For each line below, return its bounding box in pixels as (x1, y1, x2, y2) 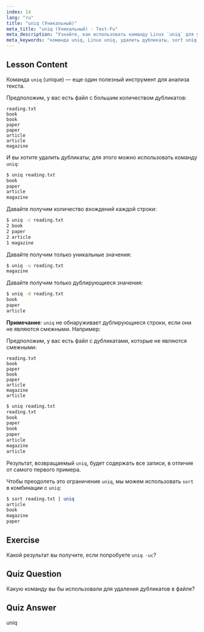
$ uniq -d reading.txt (6, 291, 64, 297)
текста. (6, 82, 25, 89)
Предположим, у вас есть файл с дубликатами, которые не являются (6, 337, 187, 344)
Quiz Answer (6, 603, 56, 613)
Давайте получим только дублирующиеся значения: (6, 279, 143, 286)
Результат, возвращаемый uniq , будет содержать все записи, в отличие (6, 459, 194, 467)
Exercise (6, 535, 40, 546)
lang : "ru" (6, 15, 34, 21)
